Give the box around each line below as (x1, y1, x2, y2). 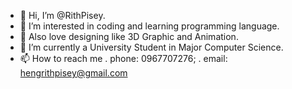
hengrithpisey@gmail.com (19, 67, 128, 79)
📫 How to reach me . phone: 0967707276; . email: (19, 53, 228, 64)
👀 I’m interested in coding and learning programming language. (19, 20, 280, 32)
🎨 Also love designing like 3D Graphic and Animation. (19, 31, 239, 42)
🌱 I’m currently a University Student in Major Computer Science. (19, 41, 284, 53)
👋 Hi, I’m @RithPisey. (19, 10, 106, 21)
